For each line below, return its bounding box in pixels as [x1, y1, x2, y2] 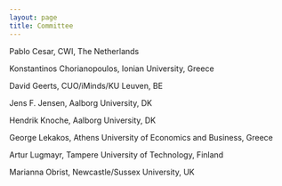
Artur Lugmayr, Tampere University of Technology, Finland [9, 149, 224, 160]
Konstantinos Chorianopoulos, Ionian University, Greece [9, 63, 215, 74]
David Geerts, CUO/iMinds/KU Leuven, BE [9, 80, 163, 91]
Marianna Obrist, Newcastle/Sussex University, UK [9, 166, 196, 177]
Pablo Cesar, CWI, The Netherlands [9, 45, 140, 56]
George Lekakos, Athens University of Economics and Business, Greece [9, 132, 274, 142]
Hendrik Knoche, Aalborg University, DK [9, 115, 157, 125]
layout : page [9, 12, 58, 22]
